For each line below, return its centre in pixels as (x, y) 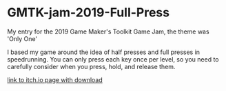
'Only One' (22, 38)
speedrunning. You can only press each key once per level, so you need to (113, 59)
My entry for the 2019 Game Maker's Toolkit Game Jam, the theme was (108, 31)
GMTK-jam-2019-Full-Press (89, 13)
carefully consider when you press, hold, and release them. (91, 66)
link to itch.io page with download (55, 79)
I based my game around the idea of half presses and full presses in (104, 52)
